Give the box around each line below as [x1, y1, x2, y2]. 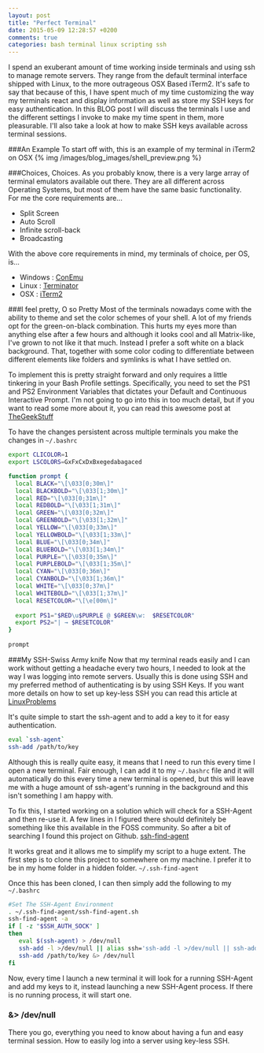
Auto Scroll [19, 217, 56, 227]
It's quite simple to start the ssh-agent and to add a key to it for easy [8, 712, 230, 721]
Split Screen [19, 209, 60, 218]
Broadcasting [19, 234, 64, 243]
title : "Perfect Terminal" [8, 19, 97, 27]
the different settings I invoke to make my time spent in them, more [8, 113, 225, 122]
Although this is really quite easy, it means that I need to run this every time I [8, 757, 255, 766]
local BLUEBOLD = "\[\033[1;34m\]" [15, 545, 125, 554]
